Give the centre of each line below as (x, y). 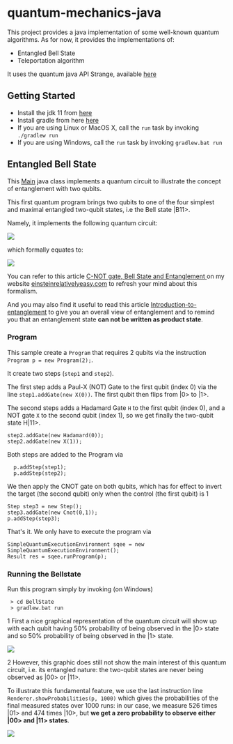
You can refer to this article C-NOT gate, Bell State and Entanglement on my (116, 276)
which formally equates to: (45, 250)
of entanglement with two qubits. (55, 188)
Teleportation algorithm (51, 60)
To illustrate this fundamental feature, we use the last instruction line (105, 691)
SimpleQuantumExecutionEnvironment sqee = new (76, 544)
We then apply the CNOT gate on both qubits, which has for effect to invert (115, 486)
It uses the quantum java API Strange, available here (82, 74)
